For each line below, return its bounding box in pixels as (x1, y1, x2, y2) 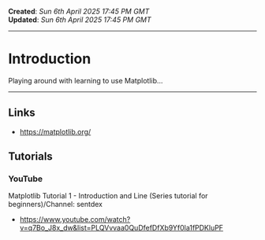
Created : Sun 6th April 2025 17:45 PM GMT (8, 7, 150, 16)
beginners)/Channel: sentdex (8, 200, 103, 209)
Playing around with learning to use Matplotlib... (8, 76, 163, 85)
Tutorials (8, 150, 53, 164)
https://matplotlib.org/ (19, 127, 91, 136)
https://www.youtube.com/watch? (19, 215, 131, 224)
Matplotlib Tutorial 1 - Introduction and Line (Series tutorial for (8, 191, 208, 201)
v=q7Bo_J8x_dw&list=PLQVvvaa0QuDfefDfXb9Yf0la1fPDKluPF (19, 223, 223, 233)
